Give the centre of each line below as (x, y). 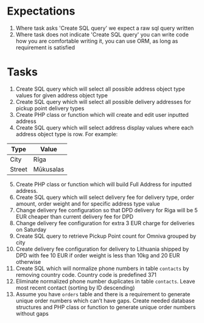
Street (19, 169)
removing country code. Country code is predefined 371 (86, 274)
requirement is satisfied (45, 47)
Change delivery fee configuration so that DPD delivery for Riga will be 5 (107, 210)
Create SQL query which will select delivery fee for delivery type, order (105, 197)
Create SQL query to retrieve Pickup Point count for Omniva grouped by (106, 236)
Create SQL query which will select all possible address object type (100, 89)
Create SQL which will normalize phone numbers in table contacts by (102, 268)
